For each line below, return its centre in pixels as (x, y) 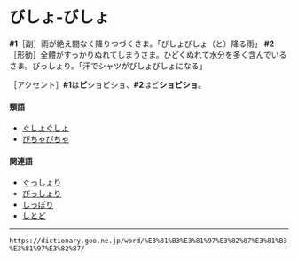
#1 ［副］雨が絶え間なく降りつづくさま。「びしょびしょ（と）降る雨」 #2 (142, 43)
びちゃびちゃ (45, 139)
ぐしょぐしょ (45, 128)
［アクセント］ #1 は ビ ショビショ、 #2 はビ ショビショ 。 (108, 84)
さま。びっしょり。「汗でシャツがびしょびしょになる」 (108, 66)
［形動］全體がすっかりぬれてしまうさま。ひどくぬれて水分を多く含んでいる (148, 54)
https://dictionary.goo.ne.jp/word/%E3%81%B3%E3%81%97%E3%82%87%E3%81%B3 (149, 241)
